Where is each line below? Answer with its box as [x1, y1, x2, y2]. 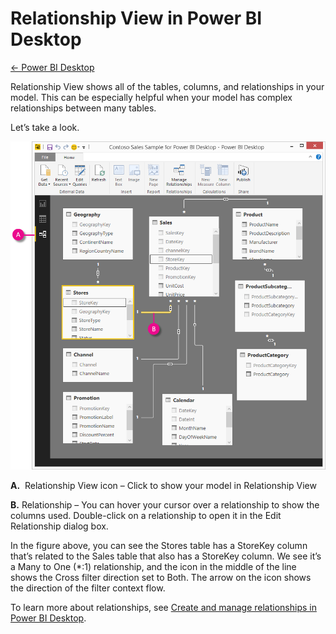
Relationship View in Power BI [10, 7, 263, 30]
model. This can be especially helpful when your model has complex [10, 91, 293, 103]
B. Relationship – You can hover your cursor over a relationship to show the [10, 499, 320, 511]
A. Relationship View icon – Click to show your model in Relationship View [10, 480, 317, 492]
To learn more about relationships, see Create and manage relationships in [10, 602, 317, 614]
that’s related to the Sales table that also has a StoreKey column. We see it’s [10, 550, 322, 562]
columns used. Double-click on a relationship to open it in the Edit [10, 510, 282, 522]
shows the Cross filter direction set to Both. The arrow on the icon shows [10, 572, 312, 584]
